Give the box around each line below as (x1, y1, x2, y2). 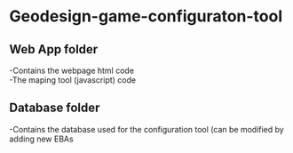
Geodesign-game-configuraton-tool (9, 6, 282, 27)
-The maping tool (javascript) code (9, 75, 136, 85)
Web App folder (9, 42, 99, 57)
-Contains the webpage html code (9, 65, 135, 76)
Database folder (9, 101, 100, 116)
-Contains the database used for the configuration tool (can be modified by (9, 124, 284, 134)
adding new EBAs (9, 133, 74, 144)
